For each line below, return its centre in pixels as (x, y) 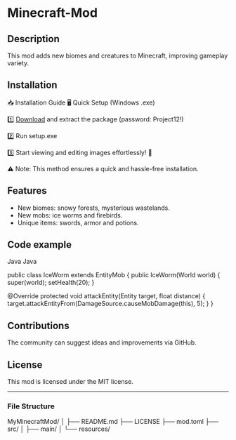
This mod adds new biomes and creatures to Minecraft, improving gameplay (118, 55)
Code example (40, 245)
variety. (18, 63)
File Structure (31, 406)
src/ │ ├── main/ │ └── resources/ (59, 429)
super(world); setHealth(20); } (51, 283)
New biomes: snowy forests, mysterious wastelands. (93, 208)
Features (27, 191)
